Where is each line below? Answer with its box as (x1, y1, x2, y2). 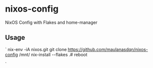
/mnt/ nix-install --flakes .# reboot (19, 51, 87, 57)
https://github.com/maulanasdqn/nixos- (67, 46, 148, 52)
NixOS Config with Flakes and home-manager (5, 19, 98, 25)
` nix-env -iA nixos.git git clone (5, 46, 67, 52)
